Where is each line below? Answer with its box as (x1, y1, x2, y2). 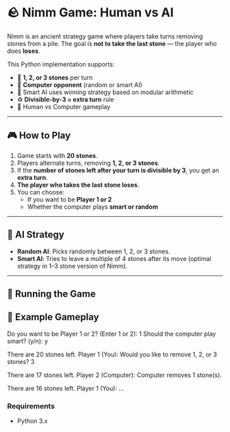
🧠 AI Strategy (7, 229, 65, 240)
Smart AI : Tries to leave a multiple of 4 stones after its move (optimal (16, 254, 212, 262)
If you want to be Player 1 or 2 (27, 195, 112, 203)
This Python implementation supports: (7, 60, 115, 68)
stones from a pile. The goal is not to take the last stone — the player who (7, 39, 217, 47)
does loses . (7, 47, 40, 55)
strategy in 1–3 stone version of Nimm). (16, 262, 128, 270)
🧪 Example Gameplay (7, 311, 99, 323)
